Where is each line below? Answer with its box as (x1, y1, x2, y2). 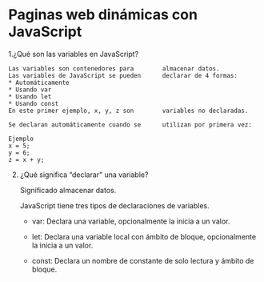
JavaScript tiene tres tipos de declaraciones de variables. (19, 200, 210, 210)
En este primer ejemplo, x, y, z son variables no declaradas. (8, 107, 249, 115)
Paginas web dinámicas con (8, 6, 198, 24)
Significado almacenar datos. (19, 185, 117, 195)
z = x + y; (8, 155, 45, 163)
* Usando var (8, 86, 52, 94)
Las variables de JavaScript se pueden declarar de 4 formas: (8, 71, 238, 79)
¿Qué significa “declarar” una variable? (19, 170, 149, 179)
